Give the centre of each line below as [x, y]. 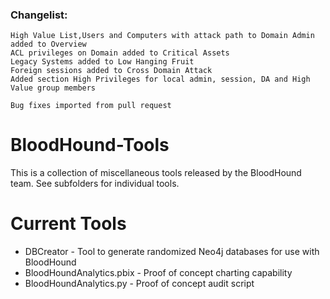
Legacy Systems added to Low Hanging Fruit [102, 62]
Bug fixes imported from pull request [91, 106]
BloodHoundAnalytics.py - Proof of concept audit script [139, 284]
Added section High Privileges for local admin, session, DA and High [160, 79]
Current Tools [68, 224]
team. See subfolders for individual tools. [95, 184]
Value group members [53, 88]
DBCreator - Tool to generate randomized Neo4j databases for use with [172, 252]
